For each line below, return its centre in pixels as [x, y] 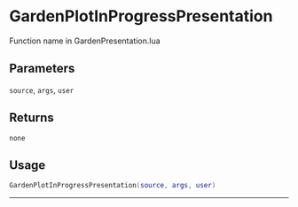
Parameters [42, 69]
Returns [32, 118]
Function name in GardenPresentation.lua [85, 41]
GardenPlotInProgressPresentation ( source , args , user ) [113, 186]
